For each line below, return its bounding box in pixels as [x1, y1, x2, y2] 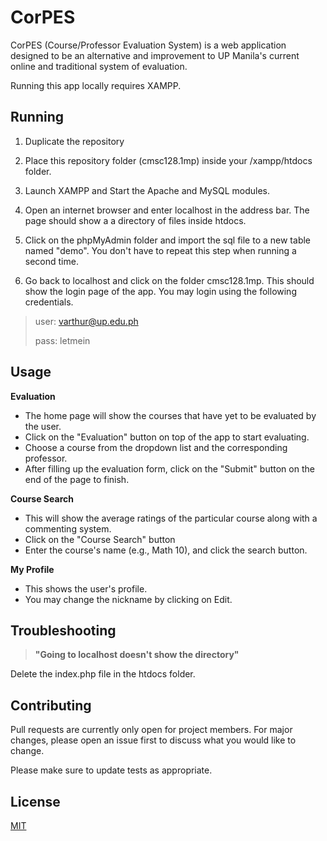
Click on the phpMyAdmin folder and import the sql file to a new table [24, 234, 311, 246]
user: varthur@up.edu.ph [34, 315, 139, 327]
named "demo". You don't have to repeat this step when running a [24, 244, 297, 256]
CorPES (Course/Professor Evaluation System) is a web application [10, 39, 287, 51]
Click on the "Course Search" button [24, 533, 176, 545]
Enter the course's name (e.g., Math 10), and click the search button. [24, 544, 308, 556]
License [10, 793, 61, 810]
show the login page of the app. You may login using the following [24, 285, 297, 297]
